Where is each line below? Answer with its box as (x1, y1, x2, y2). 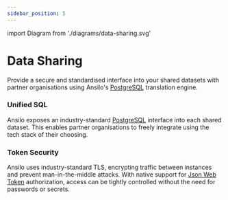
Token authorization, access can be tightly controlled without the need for (7, 178, 216, 186)
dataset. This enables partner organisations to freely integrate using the (7, 123, 210, 131)
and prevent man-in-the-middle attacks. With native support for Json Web (7, 170, 217, 179)
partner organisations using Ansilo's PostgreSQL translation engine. (7, 83, 199, 91)
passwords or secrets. (7, 185, 71, 193)
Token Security (7, 147, 60, 157)
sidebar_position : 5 (7, 10, 66, 17)
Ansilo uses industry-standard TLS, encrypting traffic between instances (7, 163, 212, 172)
